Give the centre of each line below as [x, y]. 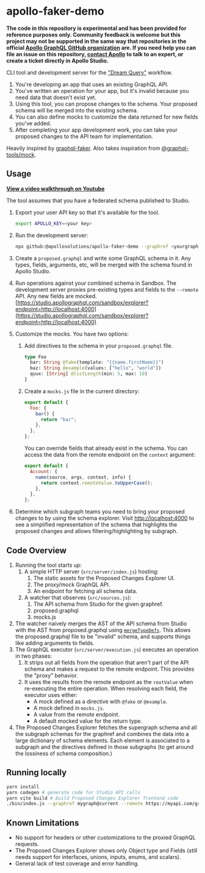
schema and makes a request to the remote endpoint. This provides [109, 669]
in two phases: [34, 656]
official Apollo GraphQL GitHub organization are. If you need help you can [101, 48]
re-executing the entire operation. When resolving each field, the [106, 688]
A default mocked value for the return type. [88, 721]
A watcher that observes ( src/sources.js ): [78, 597]
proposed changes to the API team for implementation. [84, 136]
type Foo [35, 357]
